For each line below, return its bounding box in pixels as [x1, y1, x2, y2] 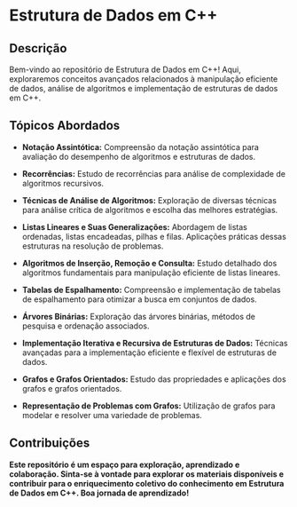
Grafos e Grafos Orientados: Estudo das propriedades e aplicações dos [21, 374, 286, 384]
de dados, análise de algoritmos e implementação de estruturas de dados [9, 83, 278, 93]
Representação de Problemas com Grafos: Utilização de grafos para [21, 400, 276, 411]
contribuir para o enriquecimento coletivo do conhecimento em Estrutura [9, 478, 285, 488]
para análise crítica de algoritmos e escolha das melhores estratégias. [21, 204, 278, 215]
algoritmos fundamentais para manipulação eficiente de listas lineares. [21, 267, 281, 278]
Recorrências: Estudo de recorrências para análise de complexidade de [21, 168, 286, 178]
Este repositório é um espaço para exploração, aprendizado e [9, 459, 240, 470]
